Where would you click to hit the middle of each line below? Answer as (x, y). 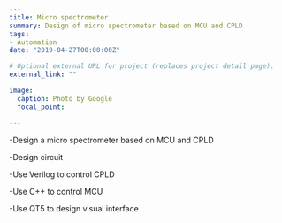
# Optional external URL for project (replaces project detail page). (142, 66)
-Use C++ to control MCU (56, 191)
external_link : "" (43, 75)
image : (21, 90)
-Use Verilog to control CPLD (62, 174)
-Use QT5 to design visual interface (74, 208)
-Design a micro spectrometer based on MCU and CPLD (111, 140)
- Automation (33, 42)
